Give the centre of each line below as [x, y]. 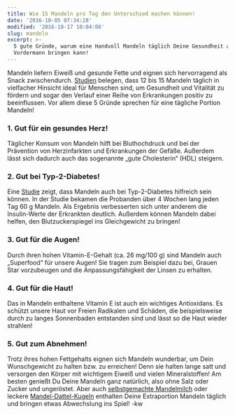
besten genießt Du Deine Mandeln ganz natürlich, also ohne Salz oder [108, 381]
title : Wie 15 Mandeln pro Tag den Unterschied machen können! [101, 14]
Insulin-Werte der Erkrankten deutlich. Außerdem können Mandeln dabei [112, 214]
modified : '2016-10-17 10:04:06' [56, 27]
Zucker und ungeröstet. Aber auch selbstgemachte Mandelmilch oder [107, 389]
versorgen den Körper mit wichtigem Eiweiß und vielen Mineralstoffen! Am [114, 374]
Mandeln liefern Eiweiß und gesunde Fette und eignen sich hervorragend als [117, 73]
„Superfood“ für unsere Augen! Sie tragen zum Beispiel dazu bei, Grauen [113, 262]
